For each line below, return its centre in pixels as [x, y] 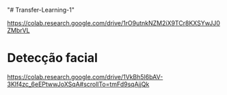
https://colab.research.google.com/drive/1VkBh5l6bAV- [85, 77]
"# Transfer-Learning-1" [41, 10]
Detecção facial [52, 58]
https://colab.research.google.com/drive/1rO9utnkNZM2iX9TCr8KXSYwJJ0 [114, 23]
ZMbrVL [18, 30]
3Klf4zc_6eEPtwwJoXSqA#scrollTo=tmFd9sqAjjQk [78, 84]
